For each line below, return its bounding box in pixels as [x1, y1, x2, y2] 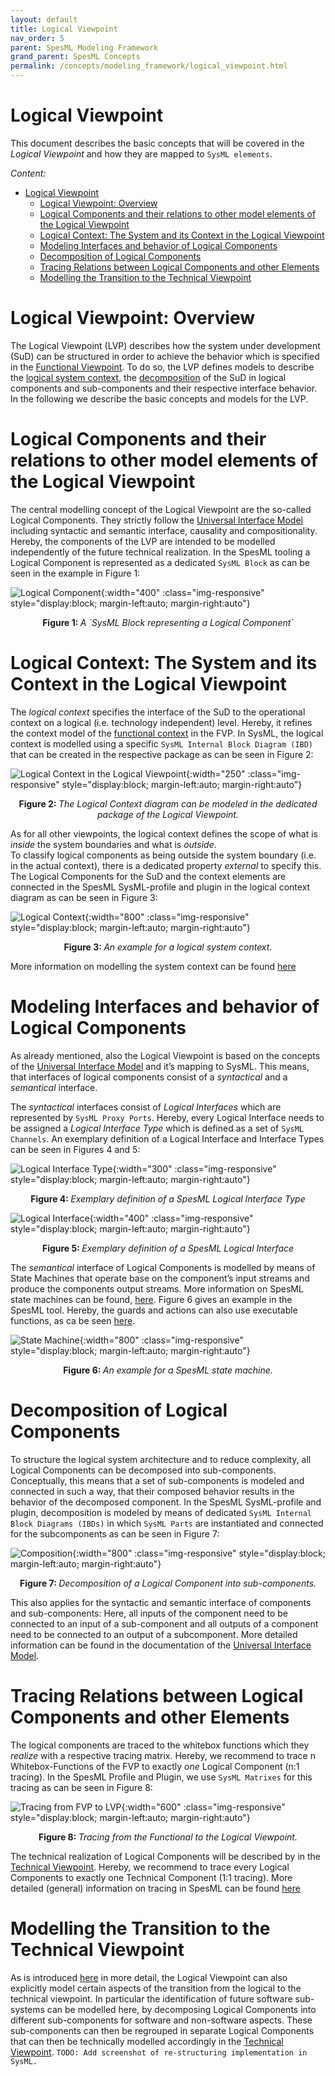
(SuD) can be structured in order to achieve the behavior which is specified [10, 350, 320, 362]
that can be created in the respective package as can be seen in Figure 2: [10, 748, 314, 760]
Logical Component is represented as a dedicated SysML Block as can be [10, 556, 310, 568]
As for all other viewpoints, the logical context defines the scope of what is [10, 827, 318, 840]
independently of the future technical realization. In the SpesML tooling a [10, 546, 311, 558]
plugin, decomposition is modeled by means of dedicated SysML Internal [10, 1506, 313, 1518]
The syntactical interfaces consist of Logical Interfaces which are [10, 1101, 282, 1113]
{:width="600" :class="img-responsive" [121, 1801, 286, 1813]
